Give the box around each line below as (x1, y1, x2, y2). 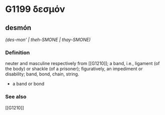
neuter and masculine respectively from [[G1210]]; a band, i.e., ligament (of (5, 60, 160, 66)
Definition (5, 49, 30, 56)
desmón (5, 23, 32, 32)
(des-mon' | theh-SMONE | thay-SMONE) (5, 36, 91, 42)
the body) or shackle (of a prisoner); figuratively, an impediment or (5, 66, 143, 72)
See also (5, 93, 27, 100)
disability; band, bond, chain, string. (5, 71, 79, 77)
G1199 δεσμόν (5, 3, 65, 15)
